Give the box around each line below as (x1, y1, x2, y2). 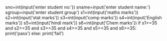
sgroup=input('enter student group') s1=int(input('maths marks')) (5, 9, 139, 15)
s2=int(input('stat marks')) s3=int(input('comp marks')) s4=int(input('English (5, 15, 162, 20)
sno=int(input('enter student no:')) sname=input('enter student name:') (5, 4, 151, 10)
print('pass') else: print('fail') (5, 31, 64, 36)
